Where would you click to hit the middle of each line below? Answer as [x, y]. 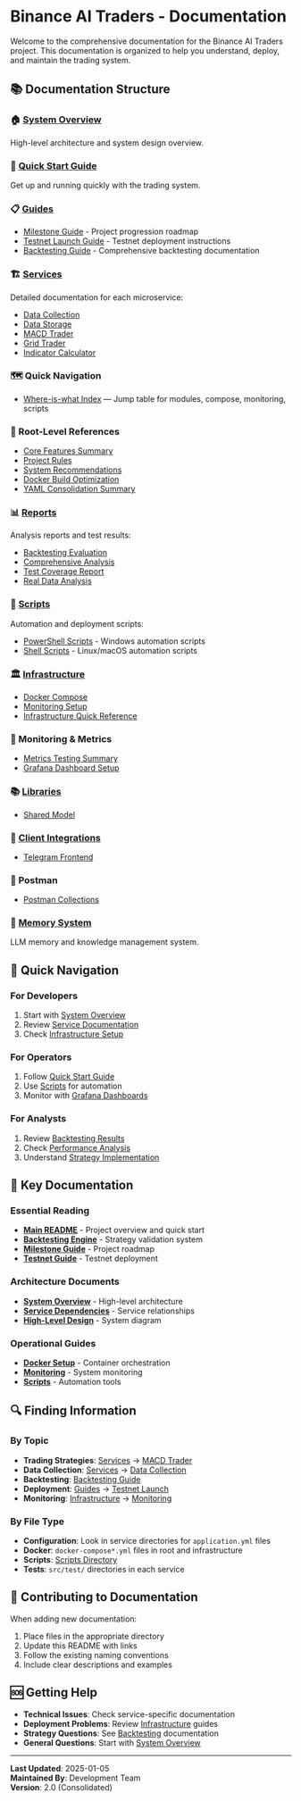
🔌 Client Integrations [55, 838]
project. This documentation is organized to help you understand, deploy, [145, 50]
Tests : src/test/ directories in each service [104, 1570]
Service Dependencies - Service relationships [109, 1311]
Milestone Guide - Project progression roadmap [111, 232]
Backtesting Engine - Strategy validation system [113, 1239]
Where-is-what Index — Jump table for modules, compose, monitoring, [155, 398]
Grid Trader [44, 343]
